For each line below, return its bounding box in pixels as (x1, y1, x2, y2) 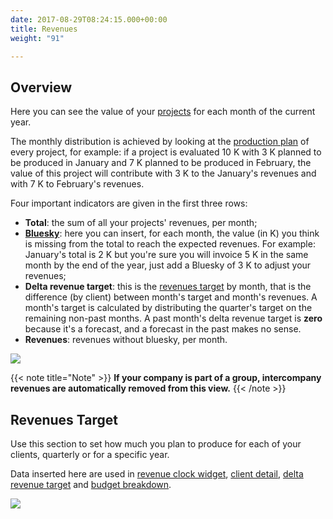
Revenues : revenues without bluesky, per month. (24, 334, 228, 346)
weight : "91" (10, 33, 65, 43)
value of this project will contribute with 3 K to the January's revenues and (10, 167, 317, 180)
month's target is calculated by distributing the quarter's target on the (24, 302, 313, 314)
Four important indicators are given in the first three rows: (10, 197, 248, 210)
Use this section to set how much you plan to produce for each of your (10, 438, 302, 450)
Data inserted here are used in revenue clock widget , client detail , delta (10, 468, 304, 480)
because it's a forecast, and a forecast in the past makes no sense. (24, 323, 302, 335)
